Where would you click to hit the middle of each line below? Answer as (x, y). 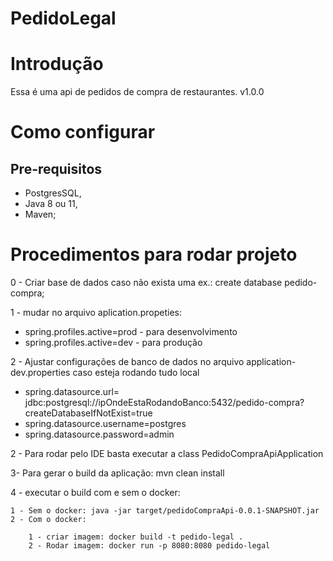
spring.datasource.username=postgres (105, 424)
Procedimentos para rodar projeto (154, 254)
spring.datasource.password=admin (99, 434)
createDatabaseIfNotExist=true (88, 413)
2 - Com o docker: (48, 520)
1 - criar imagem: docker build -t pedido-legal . (136, 537)
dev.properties (40, 373)
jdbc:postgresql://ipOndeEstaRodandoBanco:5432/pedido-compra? (164, 403)
